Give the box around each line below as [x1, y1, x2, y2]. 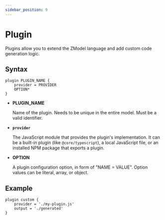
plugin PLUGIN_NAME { [5, 78, 50, 83]
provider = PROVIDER [14, 83, 57, 88]
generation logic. [5, 50, 40, 56]
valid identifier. [12, 115, 43, 121]
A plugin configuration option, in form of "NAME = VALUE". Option [12, 164, 148, 170]
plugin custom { [5, 198, 39, 203]
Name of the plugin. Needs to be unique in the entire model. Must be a [12, 110, 157, 116]
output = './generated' [14, 206, 64, 211]
